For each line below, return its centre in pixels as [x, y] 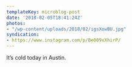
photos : [16, 23]
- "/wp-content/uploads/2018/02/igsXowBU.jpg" [66, 29]
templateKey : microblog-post [43, 12]
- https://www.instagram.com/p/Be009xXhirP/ [64, 40]
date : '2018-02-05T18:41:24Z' [45, 18]
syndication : [23, 35]
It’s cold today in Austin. [36, 58]
